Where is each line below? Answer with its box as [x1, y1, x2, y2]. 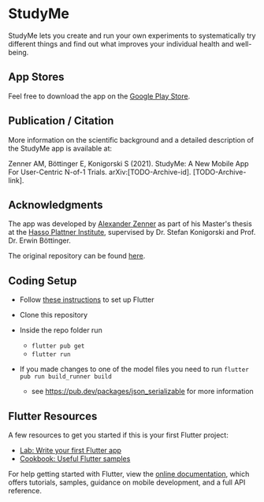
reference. [8, 486, 42, 495]
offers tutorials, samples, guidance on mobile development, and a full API [8, 478, 246, 487]
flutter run [31, 351, 71, 359]
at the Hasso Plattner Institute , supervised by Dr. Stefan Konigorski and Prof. [8, 228, 256, 237]
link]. [8, 175, 24, 185]
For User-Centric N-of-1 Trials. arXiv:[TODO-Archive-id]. [8, 167, 191, 177]
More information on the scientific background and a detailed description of [8, 135, 255, 144]
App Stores [8, 70, 65, 84]
